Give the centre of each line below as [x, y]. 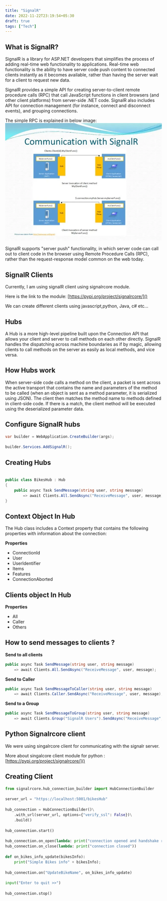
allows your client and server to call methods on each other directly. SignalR [83, 339]
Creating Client [29, 776]
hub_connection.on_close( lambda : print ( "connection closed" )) [71, 846]
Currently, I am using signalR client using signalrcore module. [68, 287]
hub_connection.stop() [29, 894]
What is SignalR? [32, 47]
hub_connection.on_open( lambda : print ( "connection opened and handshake [82, 841]
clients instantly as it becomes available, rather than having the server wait [82, 75]
